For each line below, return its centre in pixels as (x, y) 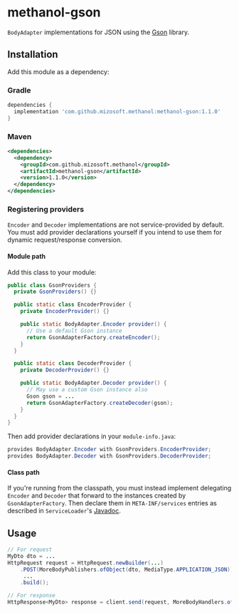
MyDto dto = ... (31, 556)
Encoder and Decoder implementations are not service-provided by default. (116, 225)
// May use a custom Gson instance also (87, 390)
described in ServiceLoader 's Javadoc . (64, 511)
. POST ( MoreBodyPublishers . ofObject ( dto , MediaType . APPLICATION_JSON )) (127, 570)
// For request (30, 550)
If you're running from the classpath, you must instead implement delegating (119, 488)
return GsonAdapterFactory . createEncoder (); (93, 337)
